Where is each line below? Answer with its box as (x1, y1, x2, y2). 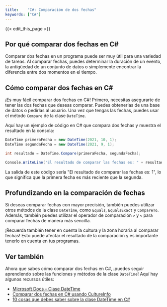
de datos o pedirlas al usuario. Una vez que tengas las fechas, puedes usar (5, 108, 159, 114)
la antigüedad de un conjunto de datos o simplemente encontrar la (5, 64, 142, 70)
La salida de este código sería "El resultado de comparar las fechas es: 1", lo (5, 169, 162, 175)
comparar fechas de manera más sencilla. (5, 218, 91, 224)
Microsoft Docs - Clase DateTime (12, 286, 81, 292)
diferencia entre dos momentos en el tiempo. (5, 69, 97, 75)
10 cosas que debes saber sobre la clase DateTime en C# (12, 297, 130, 303)
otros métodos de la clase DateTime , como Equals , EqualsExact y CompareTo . (5, 207, 159, 213)
